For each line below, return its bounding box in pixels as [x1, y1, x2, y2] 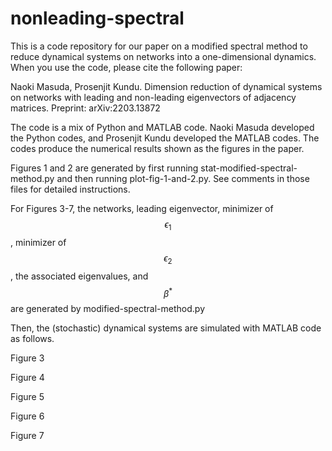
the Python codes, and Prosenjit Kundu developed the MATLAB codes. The [10, 132, 320, 144]
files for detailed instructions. [10, 183, 131, 195]
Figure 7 [10, 430, 45, 442]
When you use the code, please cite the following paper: [10, 61, 243, 73]
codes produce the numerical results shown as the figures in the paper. [10, 142, 305, 154]
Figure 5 [10, 391, 45, 403]
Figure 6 [10, 410, 45, 422]
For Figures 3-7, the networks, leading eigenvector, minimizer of [10, 202, 274, 214]
